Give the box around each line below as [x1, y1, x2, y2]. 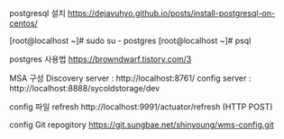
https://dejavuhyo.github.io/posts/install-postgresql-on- [67, 8, 276, 18]
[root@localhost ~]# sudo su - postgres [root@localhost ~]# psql [9, 35, 252, 46]
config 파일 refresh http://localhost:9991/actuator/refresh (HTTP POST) [9, 101, 273, 112]
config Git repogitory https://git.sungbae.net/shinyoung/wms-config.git [9, 119, 275, 130]
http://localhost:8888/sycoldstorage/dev [9, 83, 160, 93]
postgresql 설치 [9, 8, 66, 18]
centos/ [9, 18, 38, 29]
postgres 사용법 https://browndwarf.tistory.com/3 [9, 54, 192, 65]
